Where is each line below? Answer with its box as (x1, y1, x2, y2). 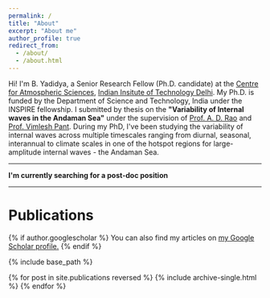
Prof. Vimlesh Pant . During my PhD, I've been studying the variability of (8, 122, 243, 131)
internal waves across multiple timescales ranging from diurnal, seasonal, (8, 130, 252, 139)
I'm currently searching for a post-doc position (8, 170, 169, 180)
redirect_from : (8, 42, 59, 50)
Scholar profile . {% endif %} (8, 241, 102, 250)
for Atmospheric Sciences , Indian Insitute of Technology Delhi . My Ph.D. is (8, 87, 255, 97)
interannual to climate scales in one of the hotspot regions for (8, 139, 212, 148)
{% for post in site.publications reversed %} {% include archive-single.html (8, 272, 257, 282)
